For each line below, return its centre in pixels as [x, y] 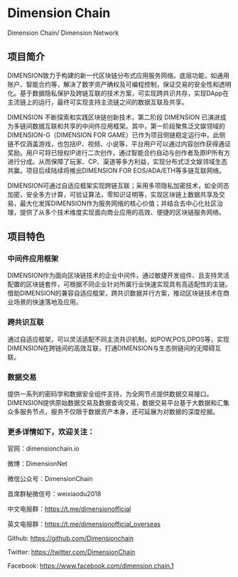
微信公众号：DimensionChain [50, 479]
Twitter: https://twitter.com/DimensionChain [71, 552]
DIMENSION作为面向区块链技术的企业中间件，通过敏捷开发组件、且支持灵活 [118, 276]
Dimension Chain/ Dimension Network [63, 33]
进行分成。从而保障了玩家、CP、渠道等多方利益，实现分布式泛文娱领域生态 [118, 161]
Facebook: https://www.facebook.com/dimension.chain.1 [91, 566]
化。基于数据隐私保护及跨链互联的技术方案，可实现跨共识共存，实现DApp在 [118, 93]
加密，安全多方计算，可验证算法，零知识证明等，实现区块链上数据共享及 [113, 194]
